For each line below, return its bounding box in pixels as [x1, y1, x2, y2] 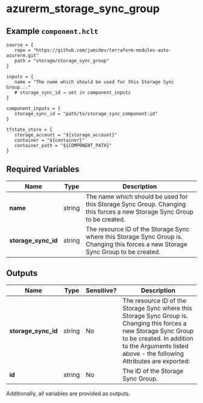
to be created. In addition [122, 334, 194, 342]
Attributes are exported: [122, 356, 190, 365]
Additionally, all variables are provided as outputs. [6, 390, 130, 397]
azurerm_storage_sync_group [6, 2, 160, 16]
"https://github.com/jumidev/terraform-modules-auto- [33, 47, 172, 53]
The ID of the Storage [122, 367, 184, 375]
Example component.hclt [6, 26, 98, 36]
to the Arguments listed [122, 341, 189, 350]
